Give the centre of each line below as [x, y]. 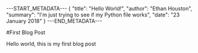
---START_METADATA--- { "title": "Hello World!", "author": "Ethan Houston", [99, 9]
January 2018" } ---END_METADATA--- [54, 21]
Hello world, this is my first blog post [51, 44]
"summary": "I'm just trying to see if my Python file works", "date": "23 [93, 15]
